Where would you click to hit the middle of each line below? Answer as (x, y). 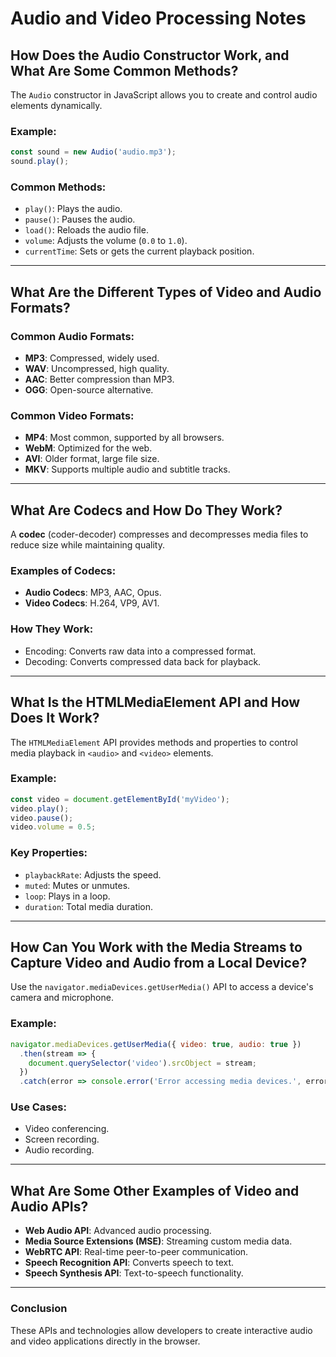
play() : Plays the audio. (73, 209)
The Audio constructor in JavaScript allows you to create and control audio (164, 95)
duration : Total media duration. (89, 906)
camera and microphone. (62, 998)
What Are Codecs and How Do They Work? (146, 510)
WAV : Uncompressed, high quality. (97, 369)
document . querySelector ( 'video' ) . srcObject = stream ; (142, 1063)
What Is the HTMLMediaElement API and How (155, 702)
